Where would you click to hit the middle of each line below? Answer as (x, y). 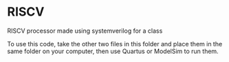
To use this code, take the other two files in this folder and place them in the (115, 44)
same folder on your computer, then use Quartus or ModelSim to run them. (113, 51)
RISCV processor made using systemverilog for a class (85, 31)
